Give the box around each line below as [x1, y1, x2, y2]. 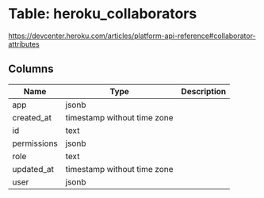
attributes [8, 39, 40, 48]
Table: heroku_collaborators [8, 5, 197, 23]
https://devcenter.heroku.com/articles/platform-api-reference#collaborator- [8, 31, 256, 40]
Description [181, 86, 227, 97]
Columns [8, 63, 54, 76]
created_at [12, 112, 52, 123]
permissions [12, 138, 58, 149]
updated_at [12, 163, 54, 174]
